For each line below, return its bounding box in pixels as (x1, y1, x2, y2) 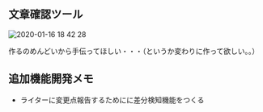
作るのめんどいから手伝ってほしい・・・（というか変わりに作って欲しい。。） (8, 46, 260, 56)
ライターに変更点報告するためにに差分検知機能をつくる (19, 95, 205, 105)
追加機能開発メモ (8, 72, 94, 86)
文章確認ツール (8, 7, 83, 22)
